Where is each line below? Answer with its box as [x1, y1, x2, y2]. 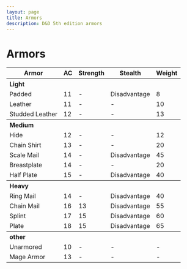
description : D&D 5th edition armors [6, 20, 103, 26]
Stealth [119, 69, 142, 77]
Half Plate [9, 171, 38, 180]
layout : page [6, 9, 40, 15]
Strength [78, 69, 105, 77]
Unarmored [9, 243, 43, 251]
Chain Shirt [9, 141, 42, 150]
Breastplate [9, 161, 43, 169]
